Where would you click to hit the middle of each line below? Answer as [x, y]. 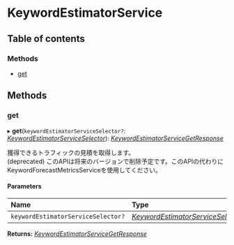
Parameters [24, 186]
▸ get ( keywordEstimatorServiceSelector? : [67, 131]
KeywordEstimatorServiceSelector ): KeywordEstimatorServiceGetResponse [116, 138]
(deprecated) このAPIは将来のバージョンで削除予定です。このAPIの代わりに [116, 161]
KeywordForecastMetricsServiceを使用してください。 [84, 170]
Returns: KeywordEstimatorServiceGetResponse [77, 233]
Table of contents [46, 39]
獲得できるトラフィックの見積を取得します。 [71, 152]
